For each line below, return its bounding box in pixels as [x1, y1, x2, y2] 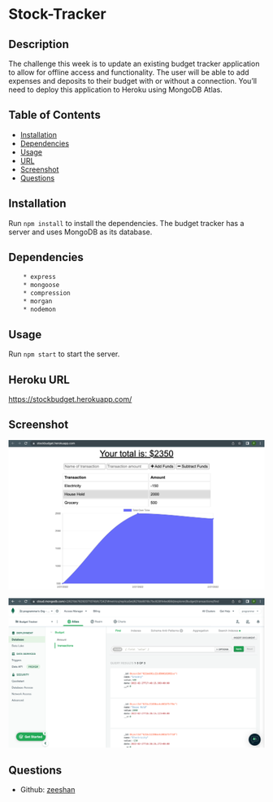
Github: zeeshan [19, 785, 76, 795]
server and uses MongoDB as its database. [8, 227, 153, 237]
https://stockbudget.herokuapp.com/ [8, 394, 132, 404]
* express [23, 273, 57, 281]
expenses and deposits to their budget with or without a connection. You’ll [8, 76, 258, 85]
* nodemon [23, 306, 57, 314]
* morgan [23, 298, 53, 306]
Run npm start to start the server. [8, 349, 120, 359]
